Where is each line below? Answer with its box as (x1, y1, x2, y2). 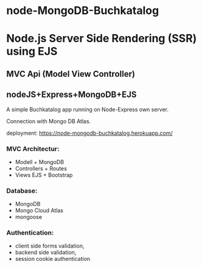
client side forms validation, (15, 242, 85, 250)
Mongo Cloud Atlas (15, 207, 64, 214)
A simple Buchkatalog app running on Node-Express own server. (6, 105, 169, 113)
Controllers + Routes (15, 165, 67, 172)
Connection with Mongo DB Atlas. (6, 117, 91, 125)
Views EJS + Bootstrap (15, 171, 73, 179)
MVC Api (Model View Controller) (6, 68, 136, 79)
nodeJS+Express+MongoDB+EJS (6, 90, 137, 100)
